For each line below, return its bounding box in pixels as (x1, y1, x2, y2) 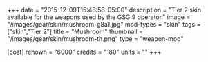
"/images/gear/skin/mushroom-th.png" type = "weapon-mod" (7, 35, 185, 43)
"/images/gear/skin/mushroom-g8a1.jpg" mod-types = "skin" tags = (7, 20, 201, 28)
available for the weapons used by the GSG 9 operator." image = (7, 13, 191, 21)
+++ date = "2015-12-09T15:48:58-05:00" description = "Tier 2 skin (7, 6, 202, 14)
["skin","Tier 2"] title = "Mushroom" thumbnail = (7, 27, 144, 35)
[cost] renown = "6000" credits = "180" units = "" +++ (7, 48, 162, 56)
